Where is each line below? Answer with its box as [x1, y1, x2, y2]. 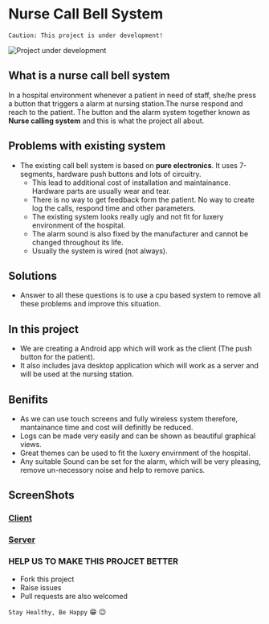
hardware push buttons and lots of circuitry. [56, 169, 202, 179]
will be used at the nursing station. [19, 369, 134, 379]
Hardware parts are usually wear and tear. [31, 186, 171, 195]
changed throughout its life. [31, 237, 124, 247]
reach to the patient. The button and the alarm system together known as [8, 107, 251, 117]
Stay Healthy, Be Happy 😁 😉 [8, 606, 107, 616]
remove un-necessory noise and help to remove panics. [19, 466, 206, 474]
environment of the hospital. [31, 220, 126, 230]
